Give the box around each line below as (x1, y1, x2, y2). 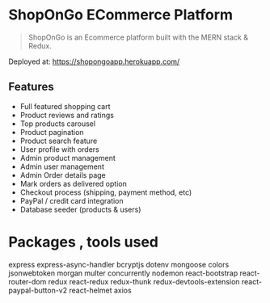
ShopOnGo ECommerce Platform (8, 6, 233, 24)
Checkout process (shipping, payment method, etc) (19, 187, 192, 197)
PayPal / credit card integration (19, 196, 124, 205)
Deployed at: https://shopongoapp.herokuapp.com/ (8, 57, 180, 66)
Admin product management (19, 153, 116, 162)
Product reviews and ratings (19, 110, 115, 120)
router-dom (8, 276, 47, 286)
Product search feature (19, 136, 98, 145)
